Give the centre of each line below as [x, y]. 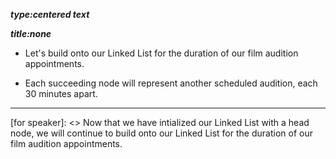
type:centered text [50, 14]
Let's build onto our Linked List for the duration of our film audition [161, 53]
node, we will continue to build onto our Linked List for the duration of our [161, 133]
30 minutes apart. [61, 93]
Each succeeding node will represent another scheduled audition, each [171, 83]
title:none [31, 33]
